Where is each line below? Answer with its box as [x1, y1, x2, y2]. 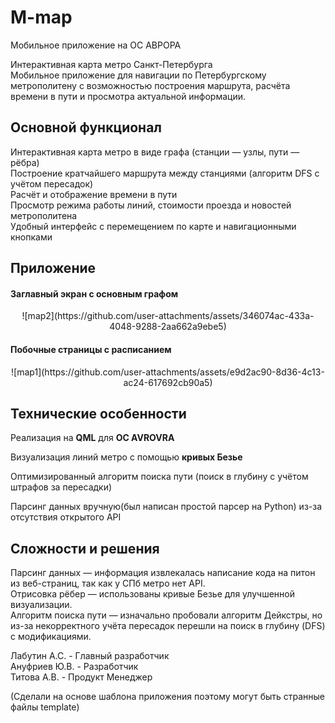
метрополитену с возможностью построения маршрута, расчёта [10, 79, 291, 91]
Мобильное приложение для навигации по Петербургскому [10, 69, 267, 81]
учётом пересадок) [10, 177, 94, 190]
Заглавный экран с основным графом [10, 287, 179, 300]
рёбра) [10, 156, 40, 168]
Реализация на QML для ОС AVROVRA [10, 432, 175, 444]
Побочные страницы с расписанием [10, 343, 172, 355]
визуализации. [10, 599, 73, 611]
